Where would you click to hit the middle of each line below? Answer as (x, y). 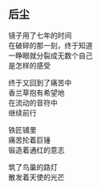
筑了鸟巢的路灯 (33, 166)
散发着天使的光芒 (36, 177)
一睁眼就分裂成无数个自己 (50, 55)
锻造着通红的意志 (36, 150)
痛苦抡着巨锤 (29, 140)
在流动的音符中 (33, 102)
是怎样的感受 (29, 65)
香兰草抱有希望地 (36, 92)
